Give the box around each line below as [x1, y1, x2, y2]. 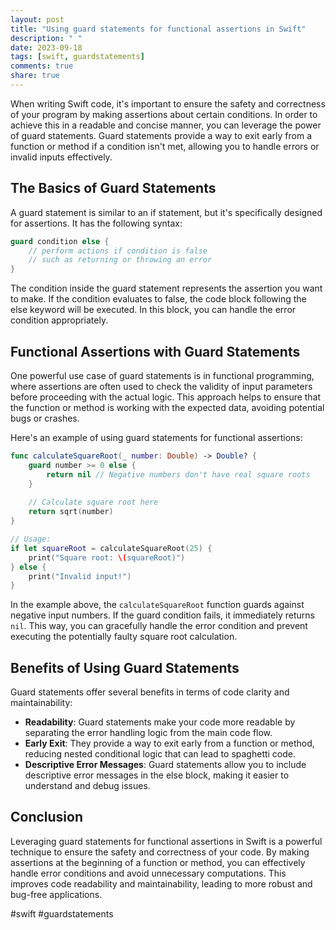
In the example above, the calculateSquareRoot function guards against [10, 599, 305, 611]
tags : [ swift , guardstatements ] [10, 52, 145, 62]
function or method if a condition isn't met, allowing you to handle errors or [10, 140, 320, 152]
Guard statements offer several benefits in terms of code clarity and [10, 686, 290, 698]
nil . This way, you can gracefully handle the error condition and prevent [10, 620, 308, 632]
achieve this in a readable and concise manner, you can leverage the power [10, 119, 322, 131]
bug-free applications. [10, 888, 103, 900]
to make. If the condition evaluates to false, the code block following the [10, 293, 307, 305]
